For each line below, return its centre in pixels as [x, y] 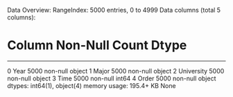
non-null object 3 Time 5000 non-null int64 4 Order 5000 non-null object [112, 78]
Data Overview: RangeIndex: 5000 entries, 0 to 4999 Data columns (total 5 [114, 10]
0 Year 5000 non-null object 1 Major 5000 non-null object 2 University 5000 [116, 71]
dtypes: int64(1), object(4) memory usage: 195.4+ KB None [92, 85]
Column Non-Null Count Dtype [97, 45]
